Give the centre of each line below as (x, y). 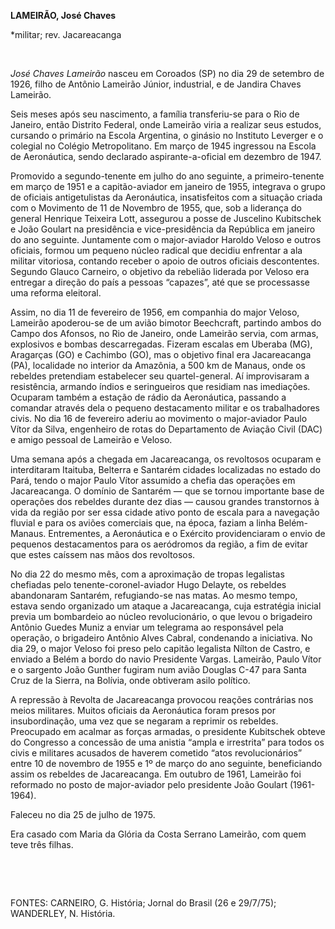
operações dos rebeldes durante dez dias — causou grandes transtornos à (165, 501)
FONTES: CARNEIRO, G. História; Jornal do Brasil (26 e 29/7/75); (143, 903)
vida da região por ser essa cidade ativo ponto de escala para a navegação (165, 512)
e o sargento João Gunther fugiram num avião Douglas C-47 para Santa (158, 669)
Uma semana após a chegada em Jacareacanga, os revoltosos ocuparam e (166, 459)
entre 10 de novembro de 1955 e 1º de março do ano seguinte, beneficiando (166, 763)
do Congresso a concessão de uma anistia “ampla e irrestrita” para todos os (167, 742)
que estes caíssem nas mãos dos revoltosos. (103, 554)
